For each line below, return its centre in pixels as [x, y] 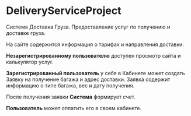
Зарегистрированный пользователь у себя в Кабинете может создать [95, 73]
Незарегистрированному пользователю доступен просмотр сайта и [93, 55]
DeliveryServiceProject [64, 11]
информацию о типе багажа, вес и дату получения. [70, 85]
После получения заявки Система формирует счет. [71, 97]
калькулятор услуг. [30, 62]
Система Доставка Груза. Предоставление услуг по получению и [88, 27]
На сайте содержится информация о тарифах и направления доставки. [95, 44]
